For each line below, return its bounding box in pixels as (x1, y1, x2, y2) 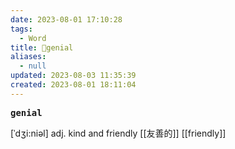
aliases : (10, 52, 47, 62)
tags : (10, 24, 33, 34)
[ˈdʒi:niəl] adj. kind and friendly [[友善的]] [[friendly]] (10, 127, 227, 139)
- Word (19, 33, 47, 43)
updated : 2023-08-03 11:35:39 (10, 71, 137, 81)
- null (19, 61, 47, 71)
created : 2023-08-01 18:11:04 (10, 80, 137, 90)
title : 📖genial (10, 42, 74, 53)
